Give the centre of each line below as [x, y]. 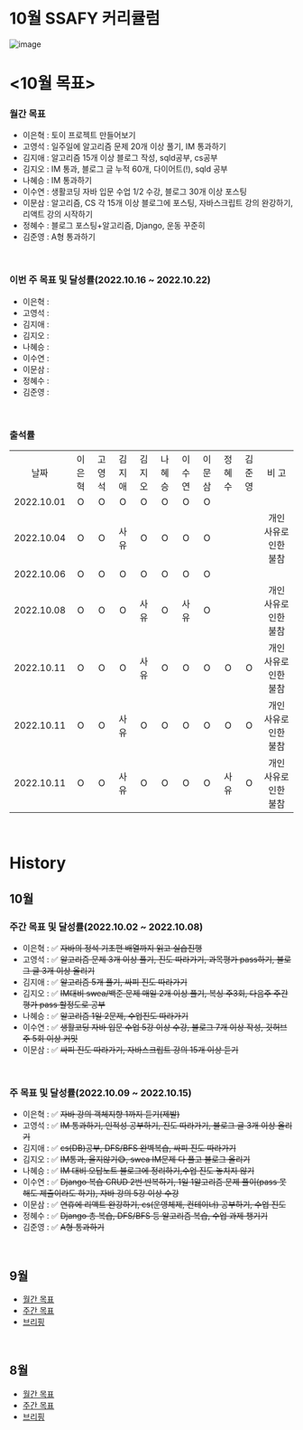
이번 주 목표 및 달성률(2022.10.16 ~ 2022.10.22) [110, 280]
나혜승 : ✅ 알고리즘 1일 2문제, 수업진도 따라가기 [106, 1015]
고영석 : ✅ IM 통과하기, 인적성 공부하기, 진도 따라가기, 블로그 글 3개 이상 [149, 1126]
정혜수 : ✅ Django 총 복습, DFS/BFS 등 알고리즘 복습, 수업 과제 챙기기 [145, 1216]
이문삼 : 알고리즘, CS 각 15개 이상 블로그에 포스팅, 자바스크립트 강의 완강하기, [157, 203]
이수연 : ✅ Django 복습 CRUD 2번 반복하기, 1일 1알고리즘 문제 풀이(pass [150, 1182]
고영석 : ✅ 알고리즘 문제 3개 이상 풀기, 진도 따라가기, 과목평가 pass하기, [148, 959]
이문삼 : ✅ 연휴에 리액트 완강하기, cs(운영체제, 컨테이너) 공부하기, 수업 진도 [154, 1205]
